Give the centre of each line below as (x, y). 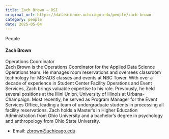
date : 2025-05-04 (24, 24)
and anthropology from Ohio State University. (53, 121)
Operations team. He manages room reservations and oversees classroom (83, 72)
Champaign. (18, 99)
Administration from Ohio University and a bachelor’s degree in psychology (84, 116)
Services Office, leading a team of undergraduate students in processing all (84, 105)
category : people (24, 19)
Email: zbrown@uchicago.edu (44, 131)
